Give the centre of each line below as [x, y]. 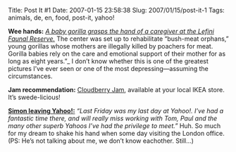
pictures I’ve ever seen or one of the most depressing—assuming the [108, 69]
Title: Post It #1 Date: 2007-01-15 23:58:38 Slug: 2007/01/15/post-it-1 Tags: [116, 10]
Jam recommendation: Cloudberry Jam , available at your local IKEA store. [116, 90]
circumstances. [30, 76]
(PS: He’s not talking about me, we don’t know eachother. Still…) [101, 141]
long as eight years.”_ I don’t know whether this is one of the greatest [108, 61]
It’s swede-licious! [34, 97]
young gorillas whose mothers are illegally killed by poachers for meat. [111, 46]
